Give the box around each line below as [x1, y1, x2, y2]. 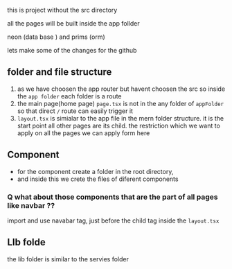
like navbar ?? [7, 200, 55, 210]
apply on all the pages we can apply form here [17, 128, 150, 137]
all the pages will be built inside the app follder [7, 19, 140, 27]
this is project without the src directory [7, 6, 118, 14]
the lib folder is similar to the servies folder [7, 254, 130, 263]
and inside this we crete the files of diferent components [17, 175, 179, 183]
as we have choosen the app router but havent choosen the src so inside [17, 85, 226, 93]
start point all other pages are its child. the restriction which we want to [17, 121, 220, 130]
